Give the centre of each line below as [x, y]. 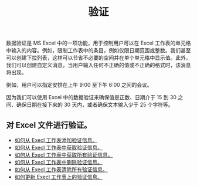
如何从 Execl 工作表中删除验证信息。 [58, 162]
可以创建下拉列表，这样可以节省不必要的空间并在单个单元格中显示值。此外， [98, 58]
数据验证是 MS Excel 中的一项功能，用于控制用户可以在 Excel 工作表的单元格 [98, 43]
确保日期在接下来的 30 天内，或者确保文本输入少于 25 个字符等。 [95, 105]
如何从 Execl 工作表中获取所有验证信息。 [64, 155]
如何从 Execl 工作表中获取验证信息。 [58, 148]
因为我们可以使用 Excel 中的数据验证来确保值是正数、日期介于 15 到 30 [91, 97]
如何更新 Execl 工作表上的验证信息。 [58, 177]
